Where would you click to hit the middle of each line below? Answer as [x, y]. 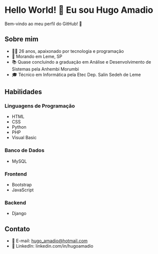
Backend [16, 203]
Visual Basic [24, 138]
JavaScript [23, 190]
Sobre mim [22, 39]
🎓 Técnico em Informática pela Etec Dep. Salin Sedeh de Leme [76, 74]
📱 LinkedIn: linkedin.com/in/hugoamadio [52, 246]
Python [19, 127]
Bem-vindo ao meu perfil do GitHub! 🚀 [43, 24]
